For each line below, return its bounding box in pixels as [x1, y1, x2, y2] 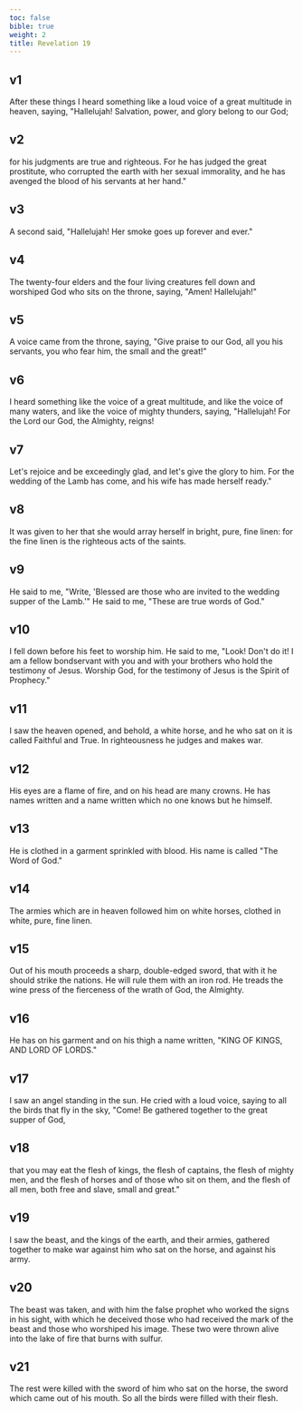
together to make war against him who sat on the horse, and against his [9, 1244, 276, 1255]
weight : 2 [9, 30, 47, 39]
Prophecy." [9, 675, 51, 686]
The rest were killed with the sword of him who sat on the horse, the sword [9, 1383, 289, 1394]
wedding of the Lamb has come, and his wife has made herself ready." [9, 475, 272, 486]
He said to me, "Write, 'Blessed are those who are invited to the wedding [9, 586, 280, 597]
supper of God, [9, 1114, 66, 1125]
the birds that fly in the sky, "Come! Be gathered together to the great [9, 1104, 269, 1116]
